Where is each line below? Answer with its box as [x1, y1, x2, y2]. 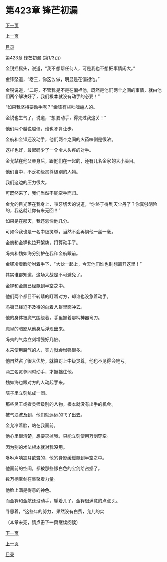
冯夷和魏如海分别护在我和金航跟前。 [5, 250, 81, 256]
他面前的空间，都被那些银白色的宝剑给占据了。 [5, 465, 102, 471]
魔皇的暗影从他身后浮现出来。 [5, 325, 67, 332]
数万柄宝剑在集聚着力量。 [5, 476, 59, 482]
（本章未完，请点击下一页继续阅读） [5, 519, 81, 525]
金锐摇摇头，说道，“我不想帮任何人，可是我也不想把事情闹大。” [5, 65, 135, 71]
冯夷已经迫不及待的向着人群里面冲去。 [5, 304, 85, 310]
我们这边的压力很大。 [5, 179, 49, 185]
